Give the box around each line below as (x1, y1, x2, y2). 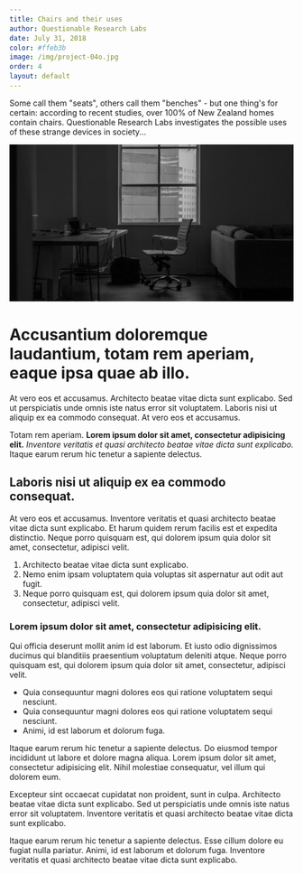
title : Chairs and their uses (9, 14, 124, 23)
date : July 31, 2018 (9, 33, 87, 42)
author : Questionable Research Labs (9, 23, 147, 33)
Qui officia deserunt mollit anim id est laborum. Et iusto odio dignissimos (9, 641, 278, 651)
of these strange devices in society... (9, 126, 147, 137)
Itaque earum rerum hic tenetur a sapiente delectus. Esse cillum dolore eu (9, 835, 284, 846)
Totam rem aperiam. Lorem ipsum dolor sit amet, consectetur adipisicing (9, 429, 286, 440)
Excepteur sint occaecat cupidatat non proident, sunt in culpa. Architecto (9, 789, 281, 799)
